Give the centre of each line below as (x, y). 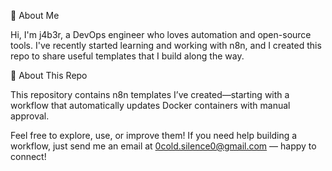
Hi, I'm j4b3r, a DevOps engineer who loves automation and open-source (161, 34)
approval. (30, 116)
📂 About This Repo (49, 75)
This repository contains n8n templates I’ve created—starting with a (150, 94)
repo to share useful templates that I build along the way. (127, 56)
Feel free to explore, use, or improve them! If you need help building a (154, 135)
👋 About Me (35, 15)
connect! (28, 156)
